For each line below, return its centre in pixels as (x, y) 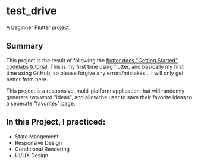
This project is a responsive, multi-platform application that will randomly (95, 91)
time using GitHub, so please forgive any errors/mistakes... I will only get (95, 73)
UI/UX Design (32, 155)
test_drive (32, 11)
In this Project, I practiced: (56, 122)
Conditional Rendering (42, 149)
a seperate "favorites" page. (41, 103)
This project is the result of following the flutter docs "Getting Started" (92, 60)
